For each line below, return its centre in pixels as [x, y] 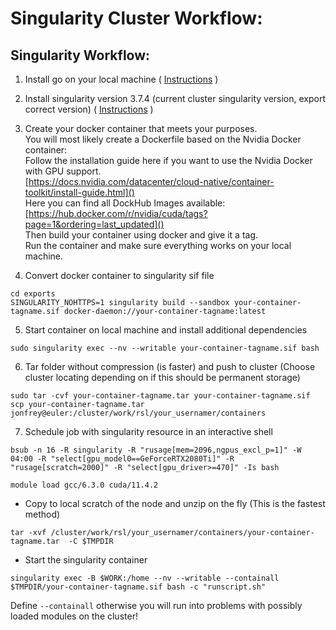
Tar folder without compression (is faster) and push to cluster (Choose [170, 366]
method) [42, 514]
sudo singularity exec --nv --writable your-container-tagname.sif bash [165, 348]
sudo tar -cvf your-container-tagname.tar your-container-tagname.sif [160, 396]
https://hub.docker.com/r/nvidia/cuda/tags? [118, 213]
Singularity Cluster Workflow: [136, 18]
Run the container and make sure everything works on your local [158, 245]
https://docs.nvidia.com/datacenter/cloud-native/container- [151, 181]
